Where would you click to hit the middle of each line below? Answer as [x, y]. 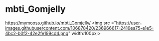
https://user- [129, 23]
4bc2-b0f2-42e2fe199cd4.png [37, 33]
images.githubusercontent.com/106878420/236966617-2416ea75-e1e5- [79, 28]
